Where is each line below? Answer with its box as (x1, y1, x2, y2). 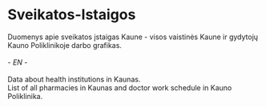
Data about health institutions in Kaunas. (7, 74, 141, 84)
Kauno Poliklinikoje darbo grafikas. (7, 40, 122, 50)
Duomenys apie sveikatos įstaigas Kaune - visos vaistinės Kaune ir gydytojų (7, 32, 258, 42)
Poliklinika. (7, 91, 43, 101)
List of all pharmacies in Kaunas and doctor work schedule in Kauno (7, 82, 232, 93)
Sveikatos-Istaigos (7, 6, 136, 24)
